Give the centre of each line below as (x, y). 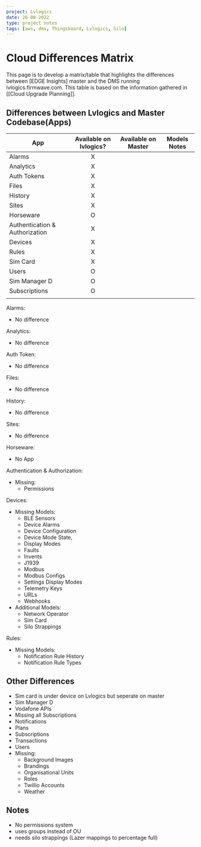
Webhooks (37, 601)
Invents (33, 556)
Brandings (36, 766)
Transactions (31, 740)
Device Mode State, (48, 537)
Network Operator (46, 614)
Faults (31, 550)
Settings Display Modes (53, 582)
